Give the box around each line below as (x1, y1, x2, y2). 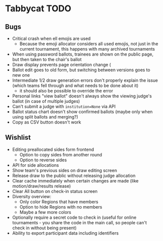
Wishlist (5, 133, 31, 142)
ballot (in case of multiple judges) (12, 98, 80, 104)
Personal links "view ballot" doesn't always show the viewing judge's (12, 93, 152, 99)
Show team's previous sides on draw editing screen (12, 167, 117, 173)
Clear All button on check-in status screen (12, 188, 98, 194)
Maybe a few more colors (19, 209, 72, 215)
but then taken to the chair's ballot (12, 57, 82, 62)
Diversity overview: (12, 193, 52, 199)
